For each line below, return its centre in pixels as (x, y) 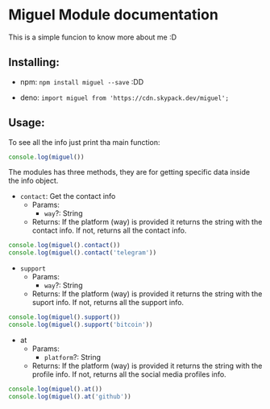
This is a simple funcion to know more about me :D (93, 37)
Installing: (34, 62)
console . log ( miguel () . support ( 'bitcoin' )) (81, 325)
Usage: (27, 123)
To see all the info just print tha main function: (84, 142)
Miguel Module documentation (114, 15)
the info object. (33, 181)
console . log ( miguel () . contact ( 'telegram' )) (83, 253)
